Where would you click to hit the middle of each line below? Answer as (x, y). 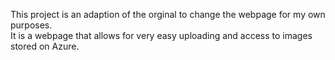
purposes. (31, 25)
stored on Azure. (45, 46)
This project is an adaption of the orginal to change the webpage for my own (168, 14)
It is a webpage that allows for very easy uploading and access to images (161, 35)
